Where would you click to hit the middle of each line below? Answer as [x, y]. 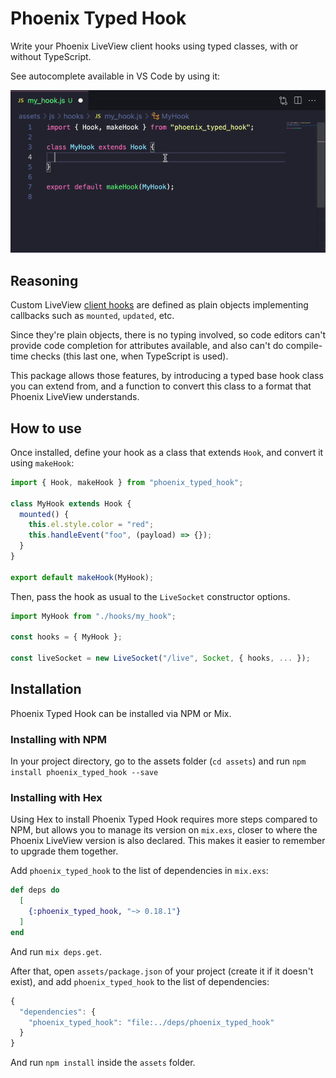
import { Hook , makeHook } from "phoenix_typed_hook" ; [127, 482]
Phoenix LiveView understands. [75, 397]
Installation [46, 689]
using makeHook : [42, 463]
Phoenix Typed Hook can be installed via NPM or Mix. [121, 713]
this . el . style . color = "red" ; [91, 525]
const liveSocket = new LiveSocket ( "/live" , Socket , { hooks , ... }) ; [160, 658]
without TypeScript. [51, 56]
